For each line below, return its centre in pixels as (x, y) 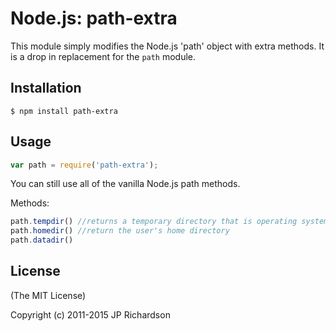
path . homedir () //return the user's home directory (120, 231)
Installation (46, 88)
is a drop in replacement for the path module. (103, 56)
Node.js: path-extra (94, 18)
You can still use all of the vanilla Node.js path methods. (125, 184)
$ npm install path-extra (64, 111)
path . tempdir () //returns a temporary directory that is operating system (169, 222)
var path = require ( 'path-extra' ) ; (84, 165)
